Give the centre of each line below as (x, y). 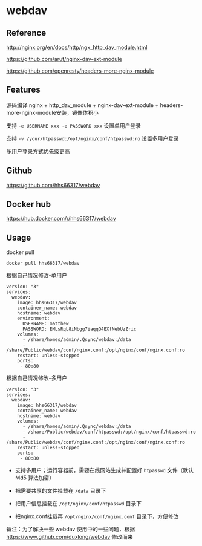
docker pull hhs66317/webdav (43, 264)
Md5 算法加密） (35, 478)
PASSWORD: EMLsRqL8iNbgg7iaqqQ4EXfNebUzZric (79, 329)
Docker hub (29, 204)
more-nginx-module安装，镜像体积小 (52, 112)
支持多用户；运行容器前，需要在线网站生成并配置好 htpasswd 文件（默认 (104, 470)
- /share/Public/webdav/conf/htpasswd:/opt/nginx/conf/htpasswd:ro (109, 432)
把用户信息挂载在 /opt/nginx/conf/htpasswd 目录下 (78, 504)
